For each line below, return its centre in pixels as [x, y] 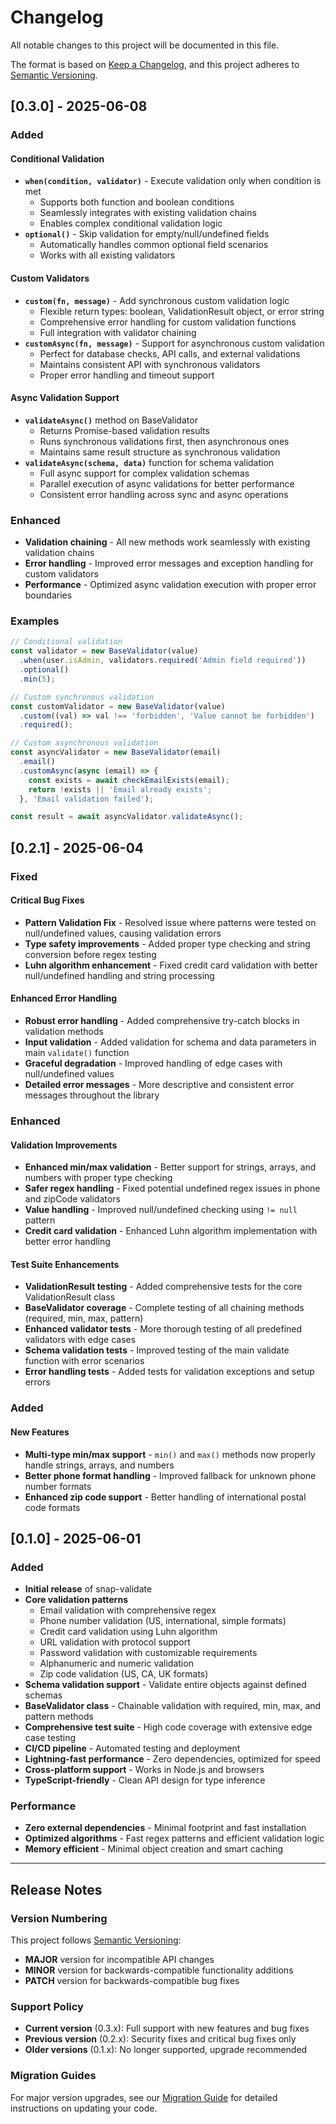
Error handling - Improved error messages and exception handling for [169, 563]
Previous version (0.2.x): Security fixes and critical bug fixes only [160, 2039]
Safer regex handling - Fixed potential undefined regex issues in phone [172, 1188]
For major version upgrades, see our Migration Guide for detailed [144, 2097]
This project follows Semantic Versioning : [96, 1940]
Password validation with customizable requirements [148, 1653]
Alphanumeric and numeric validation [116, 1663]
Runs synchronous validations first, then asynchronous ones [164, 441]
